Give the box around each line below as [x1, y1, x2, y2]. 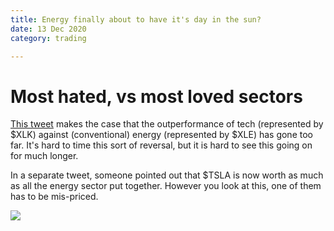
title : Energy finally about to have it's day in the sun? [10, 14, 262, 25]
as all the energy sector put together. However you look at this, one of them [10, 180, 322, 192]
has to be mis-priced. [10, 191, 99, 203]
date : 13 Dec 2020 [10, 24, 87, 34]
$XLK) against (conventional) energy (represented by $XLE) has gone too [10, 129, 313, 141]
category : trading [10, 33, 87, 43]
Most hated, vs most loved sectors [10, 85, 303, 108]
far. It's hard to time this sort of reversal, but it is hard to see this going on [10, 139, 313, 151]
